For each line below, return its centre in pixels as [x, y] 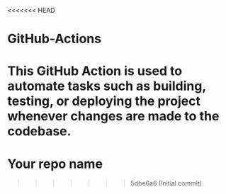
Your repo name [55, 164]
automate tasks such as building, [107, 86]
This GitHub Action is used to [95, 71]
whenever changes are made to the [113, 116]
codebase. [39, 131]
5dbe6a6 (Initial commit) [166, 183]
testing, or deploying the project [104, 101]
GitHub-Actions [54, 39]
